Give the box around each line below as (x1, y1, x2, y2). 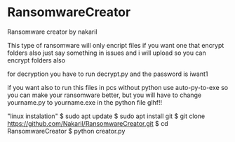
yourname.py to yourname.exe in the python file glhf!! (7, 98, 163, 106)
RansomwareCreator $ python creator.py (7, 127, 126, 135)
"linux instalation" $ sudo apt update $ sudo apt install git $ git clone (7, 112, 206, 120)
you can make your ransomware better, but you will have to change (7, 91, 202, 99)
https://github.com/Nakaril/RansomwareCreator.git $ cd (7, 119, 168, 127)
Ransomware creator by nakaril (7, 27, 98, 36)
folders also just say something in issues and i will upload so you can (7, 49, 206, 57)
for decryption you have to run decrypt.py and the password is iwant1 (7, 70, 208, 78)
